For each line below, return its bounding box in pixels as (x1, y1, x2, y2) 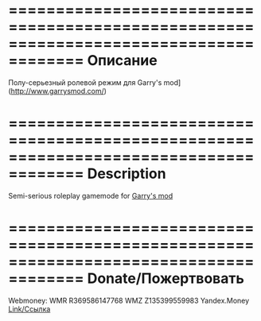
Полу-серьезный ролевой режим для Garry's (8, 77, 162, 87)
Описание (87, 52, 158, 70)
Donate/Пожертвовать (87, 269, 244, 288)
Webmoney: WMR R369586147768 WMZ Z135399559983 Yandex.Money (8, 296, 250, 305)
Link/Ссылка (8, 304, 51, 314)
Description (87, 164, 166, 183)
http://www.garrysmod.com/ (10, 86, 105, 95)
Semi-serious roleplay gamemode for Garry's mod (8, 191, 173, 200)
